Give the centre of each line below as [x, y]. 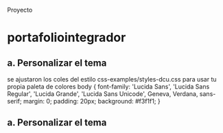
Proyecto [20, 10]
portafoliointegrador [67, 38]
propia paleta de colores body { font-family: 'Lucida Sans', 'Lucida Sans [108, 86]
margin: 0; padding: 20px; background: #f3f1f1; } [92, 101]
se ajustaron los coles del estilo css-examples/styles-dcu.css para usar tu [112, 79]
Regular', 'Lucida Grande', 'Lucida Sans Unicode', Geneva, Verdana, [103, 94]
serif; [14, 101]
